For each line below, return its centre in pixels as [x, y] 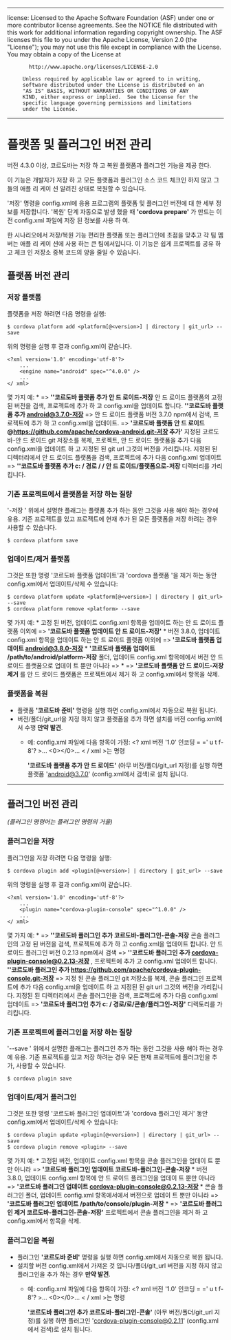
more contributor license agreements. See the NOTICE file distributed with [112, 25]
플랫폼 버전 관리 [38, 276]
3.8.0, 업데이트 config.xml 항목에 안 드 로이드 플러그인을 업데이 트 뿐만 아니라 [111, 1178]
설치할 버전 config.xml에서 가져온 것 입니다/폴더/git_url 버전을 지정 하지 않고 [120, 1265]
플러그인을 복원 [31, 1241]
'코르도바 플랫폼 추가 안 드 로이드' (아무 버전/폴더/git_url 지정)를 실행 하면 [125, 765]
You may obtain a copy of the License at [64, 54]
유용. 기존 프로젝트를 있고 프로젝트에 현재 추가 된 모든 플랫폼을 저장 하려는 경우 [112, 519]
